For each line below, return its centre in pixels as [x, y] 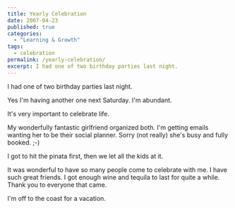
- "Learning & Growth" [47, 40]
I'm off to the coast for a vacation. [56, 198]
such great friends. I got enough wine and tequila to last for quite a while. [114, 177]
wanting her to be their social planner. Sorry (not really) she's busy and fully [117, 135]
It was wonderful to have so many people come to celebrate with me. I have [117, 169]
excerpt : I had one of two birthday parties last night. [93, 66]
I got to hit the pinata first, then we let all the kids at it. [85, 156]
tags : [15, 47]
